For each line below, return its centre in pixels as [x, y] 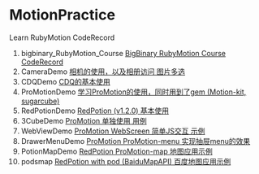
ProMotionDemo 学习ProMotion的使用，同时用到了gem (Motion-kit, [134, 92]
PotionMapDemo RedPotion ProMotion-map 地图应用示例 [117, 151]
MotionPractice [63, 15]
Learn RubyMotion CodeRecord [62, 37]
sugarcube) [40, 101]
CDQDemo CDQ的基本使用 [65, 81]
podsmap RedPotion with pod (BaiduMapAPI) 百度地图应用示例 [126, 161]
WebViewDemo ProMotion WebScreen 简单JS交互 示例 [113, 131]
